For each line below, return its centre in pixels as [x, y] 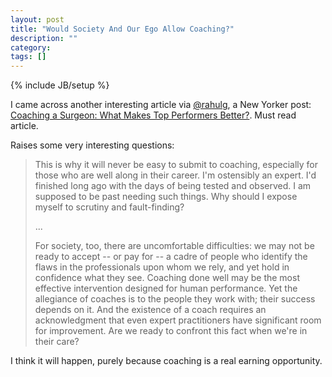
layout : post [37, 19]
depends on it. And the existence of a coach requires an [150, 310]
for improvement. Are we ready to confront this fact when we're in [171, 331]
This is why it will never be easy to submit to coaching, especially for [176, 165]
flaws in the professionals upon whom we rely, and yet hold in [162, 267]
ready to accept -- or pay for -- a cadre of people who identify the [171, 257]
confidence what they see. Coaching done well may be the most [167, 278]
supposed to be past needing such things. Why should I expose [166, 197]
